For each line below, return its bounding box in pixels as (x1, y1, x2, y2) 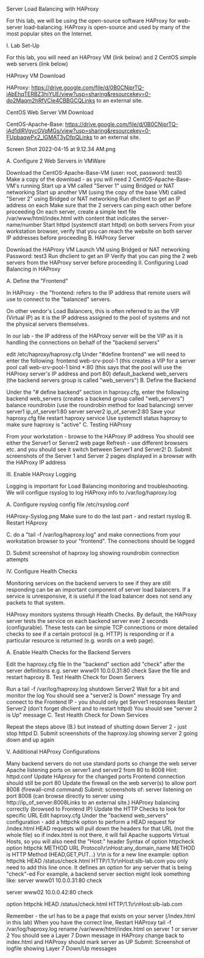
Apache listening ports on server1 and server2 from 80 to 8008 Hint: (6, 767, 178, 773)
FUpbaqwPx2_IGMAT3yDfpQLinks (6, 134, 93, 141)
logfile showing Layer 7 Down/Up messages (6, 945, 117, 952)
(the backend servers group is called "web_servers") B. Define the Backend (6, 377, 196, 384)
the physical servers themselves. (6, 320, 90, 328)
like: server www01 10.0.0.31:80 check (6, 877, 102, 884)
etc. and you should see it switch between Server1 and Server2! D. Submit (6, 446, 192, 453)
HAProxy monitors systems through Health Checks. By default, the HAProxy (6, 611, 197, 618)
